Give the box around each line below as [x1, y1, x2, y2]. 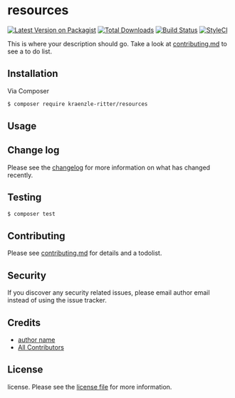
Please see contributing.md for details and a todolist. [7, 248, 162, 258]
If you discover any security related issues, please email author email [7, 288, 210, 297]
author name [17, 335, 56, 344]
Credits [7, 316, 41, 329]
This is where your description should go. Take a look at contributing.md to [7, 39, 228, 48]
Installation [7, 68, 58, 80]
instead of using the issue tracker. [7, 296, 107, 305]
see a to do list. [7, 47, 52, 56]
